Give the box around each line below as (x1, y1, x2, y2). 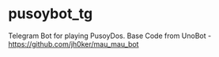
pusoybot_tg (8, 5, 93, 23)
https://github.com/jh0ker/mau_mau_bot (8, 39, 139, 48)
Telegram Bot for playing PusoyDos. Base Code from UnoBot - (8, 31, 212, 40)
